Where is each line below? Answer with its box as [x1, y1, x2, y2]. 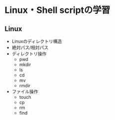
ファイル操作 [11, 89, 38, 94]
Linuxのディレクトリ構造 [11, 38, 62, 44]
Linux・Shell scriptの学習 [4, 4, 110, 16]
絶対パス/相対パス [11, 45, 49, 50]
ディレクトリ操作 [11, 51, 47, 57]
